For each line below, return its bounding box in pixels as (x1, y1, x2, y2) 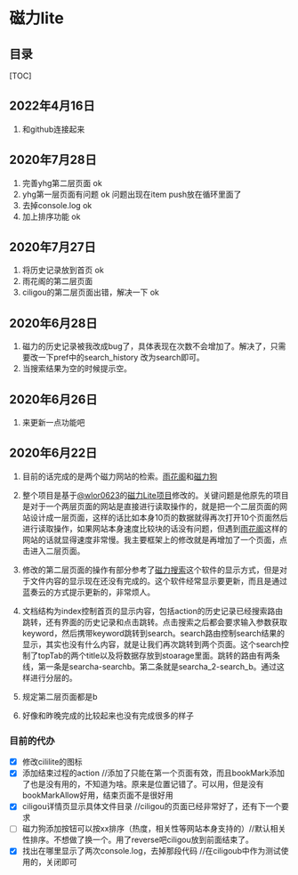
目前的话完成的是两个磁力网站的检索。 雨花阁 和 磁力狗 (21, 471, 218, 482)
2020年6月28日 (9, 315, 98, 330)
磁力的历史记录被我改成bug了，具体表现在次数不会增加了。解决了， (21, 341, 271, 352)
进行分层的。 (29, 672, 77, 683)
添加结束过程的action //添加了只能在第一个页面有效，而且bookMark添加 (21, 767, 286, 779)
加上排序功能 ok (21, 211, 81, 222)
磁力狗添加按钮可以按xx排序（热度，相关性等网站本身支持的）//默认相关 (21, 823, 286, 834)
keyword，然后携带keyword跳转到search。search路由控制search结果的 (21, 628, 286, 638)
